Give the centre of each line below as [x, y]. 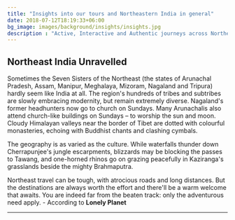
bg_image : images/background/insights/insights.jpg [84, 27]
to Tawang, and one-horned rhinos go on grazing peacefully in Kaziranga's [115, 159]
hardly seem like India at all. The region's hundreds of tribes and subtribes [114, 94]
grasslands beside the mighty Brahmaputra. [70, 167]
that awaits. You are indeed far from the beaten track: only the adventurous [115, 195]
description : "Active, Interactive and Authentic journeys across [108, 33]
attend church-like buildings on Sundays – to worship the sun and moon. [112, 116]
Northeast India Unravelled [67, 61]
